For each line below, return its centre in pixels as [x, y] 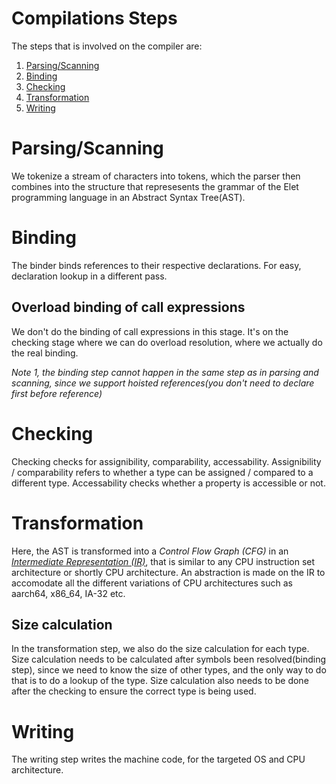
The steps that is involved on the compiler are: [107, 46]
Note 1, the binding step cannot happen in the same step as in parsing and [165, 372]
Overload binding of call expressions [128, 307]
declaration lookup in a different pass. [89, 276]
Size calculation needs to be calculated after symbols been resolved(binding [169, 659]
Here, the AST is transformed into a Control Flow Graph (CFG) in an [150, 551]
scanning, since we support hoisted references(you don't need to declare [163, 383]
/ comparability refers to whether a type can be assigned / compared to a [162, 472]
